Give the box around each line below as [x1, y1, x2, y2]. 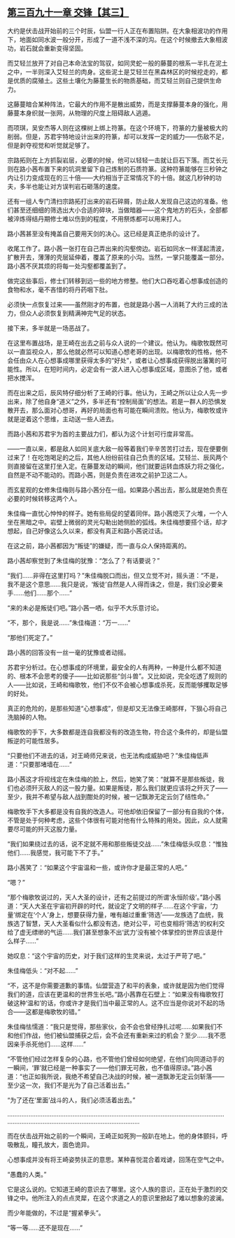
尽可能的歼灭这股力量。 [13, 825, 81, 833]
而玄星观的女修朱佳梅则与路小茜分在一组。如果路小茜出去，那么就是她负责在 [7, 485, 228, 494]
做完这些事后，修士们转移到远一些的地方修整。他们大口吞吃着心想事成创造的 [7, 276, 228, 285]
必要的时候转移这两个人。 [7, 494, 81, 502]
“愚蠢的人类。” [7, 1170, 47, 1179]
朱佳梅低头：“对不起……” [7, 966, 78, 974]
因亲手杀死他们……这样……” [7, 1039, 86, 1048]
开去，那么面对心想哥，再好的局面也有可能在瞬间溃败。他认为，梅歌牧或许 [13, 406, 228, 414]
